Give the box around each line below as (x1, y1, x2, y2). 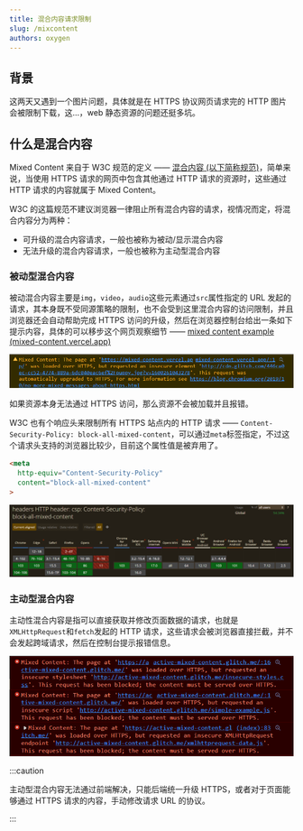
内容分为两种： (16, 215, 73, 226)
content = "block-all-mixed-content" (17, 478, 151, 487)
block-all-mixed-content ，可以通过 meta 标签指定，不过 (78, 429, 282, 439)
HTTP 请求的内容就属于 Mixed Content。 (9, 185, 161, 195)
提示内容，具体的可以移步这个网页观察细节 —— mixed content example (9, 326, 275, 337)
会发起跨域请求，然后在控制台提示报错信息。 (9, 637, 176, 649)
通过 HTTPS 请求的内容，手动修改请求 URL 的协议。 (16, 795, 210, 807)
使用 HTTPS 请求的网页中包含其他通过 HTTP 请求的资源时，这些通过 (32, 173, 287, 184)
